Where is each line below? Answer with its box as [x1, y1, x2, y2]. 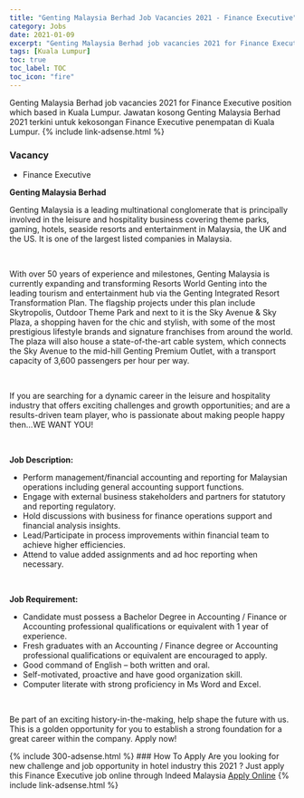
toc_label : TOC [9, 64, 67, 73]
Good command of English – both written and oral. [22, 659, 211, 671]
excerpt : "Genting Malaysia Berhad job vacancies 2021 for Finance [9, 38, 270, 48]
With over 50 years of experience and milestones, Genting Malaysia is [9, 268, 270, 279]
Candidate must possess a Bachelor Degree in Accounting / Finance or [22, 611, 288, 622]
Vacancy [9, 149, 50, 161]
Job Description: [9, 454, 74, 465]
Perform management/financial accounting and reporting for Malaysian [22, 472, 288, 483]
